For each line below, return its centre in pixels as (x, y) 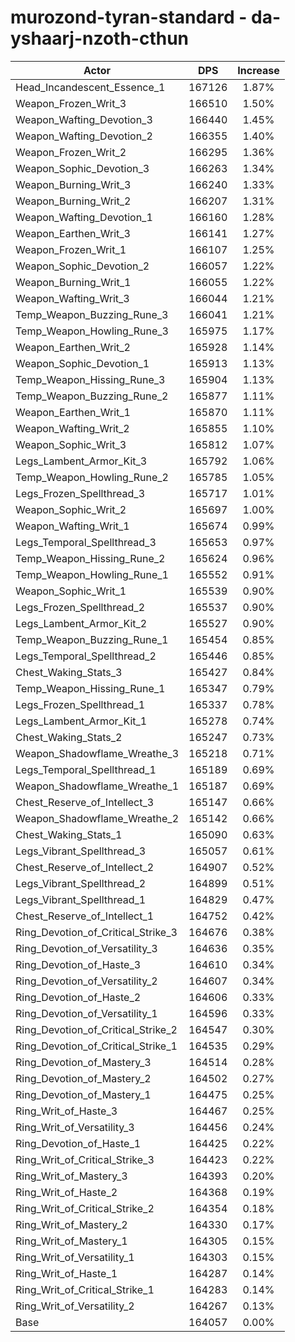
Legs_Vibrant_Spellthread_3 (81, 851)
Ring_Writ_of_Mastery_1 (71, 1241)
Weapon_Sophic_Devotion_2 (82, 266)
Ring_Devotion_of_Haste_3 (78, 964)
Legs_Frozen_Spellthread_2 (80, 607)
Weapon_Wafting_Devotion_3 (84, 119)
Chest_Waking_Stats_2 (69, 737)
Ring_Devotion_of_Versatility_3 (86, 948)
